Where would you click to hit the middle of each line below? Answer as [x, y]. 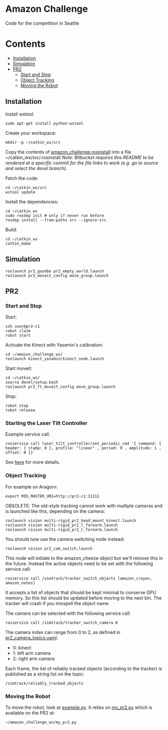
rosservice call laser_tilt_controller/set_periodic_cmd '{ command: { [83, 444]
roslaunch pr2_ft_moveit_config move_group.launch [60, 387]
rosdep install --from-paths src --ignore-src [56, 220]
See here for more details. [33, 462]
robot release [20, 410]
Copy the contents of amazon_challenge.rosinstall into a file [68, 152]
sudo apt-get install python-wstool [44, 123]
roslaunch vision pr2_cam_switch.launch [49, 548]
